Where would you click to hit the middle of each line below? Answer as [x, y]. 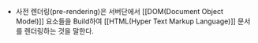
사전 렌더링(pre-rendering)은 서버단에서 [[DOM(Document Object [119, 11]
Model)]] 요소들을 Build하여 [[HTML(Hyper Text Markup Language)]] [126, 21]
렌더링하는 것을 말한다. [59, 31]
